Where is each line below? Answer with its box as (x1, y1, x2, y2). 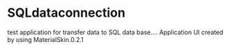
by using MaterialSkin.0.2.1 (7, 35, 84, 43)
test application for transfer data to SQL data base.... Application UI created (7, 28, 224, 36)
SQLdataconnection (7, 5, 125, 21)
